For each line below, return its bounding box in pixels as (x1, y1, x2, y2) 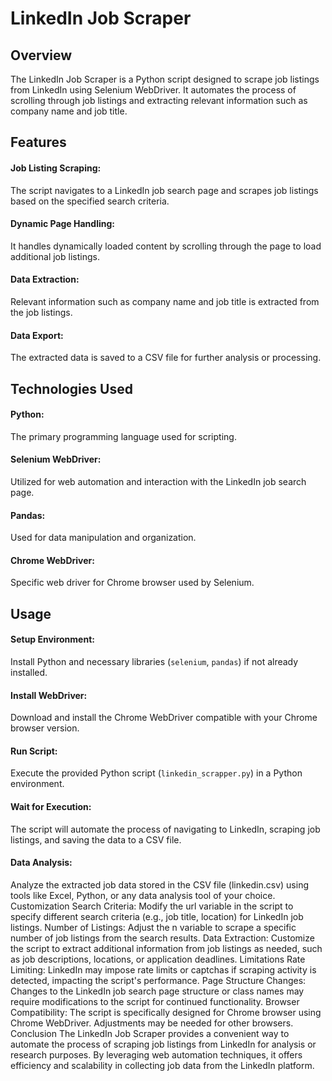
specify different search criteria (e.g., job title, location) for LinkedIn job (10, 910, 304, 922)
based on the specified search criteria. (10, 195, 170, 207)
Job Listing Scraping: (10, 162, 102, 174)
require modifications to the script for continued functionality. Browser (10, 995, 300, 1007)
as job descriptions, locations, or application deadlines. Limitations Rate (10, 953, 306, 965)
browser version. (10, 722, 80, 734)
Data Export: (10, 329, 64, 341)
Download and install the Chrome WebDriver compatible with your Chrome (10, 712, 318, 724)
